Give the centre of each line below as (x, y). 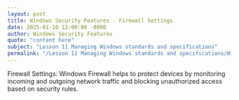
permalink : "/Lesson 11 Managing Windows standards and (92, 54)
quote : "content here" (41, 40)
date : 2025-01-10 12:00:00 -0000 (57, 27)
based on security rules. (43, 89)
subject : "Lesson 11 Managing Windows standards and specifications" (113, 47)
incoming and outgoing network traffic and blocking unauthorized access (115, 81)
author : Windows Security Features (60, 34)
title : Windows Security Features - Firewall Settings (90, 21)
